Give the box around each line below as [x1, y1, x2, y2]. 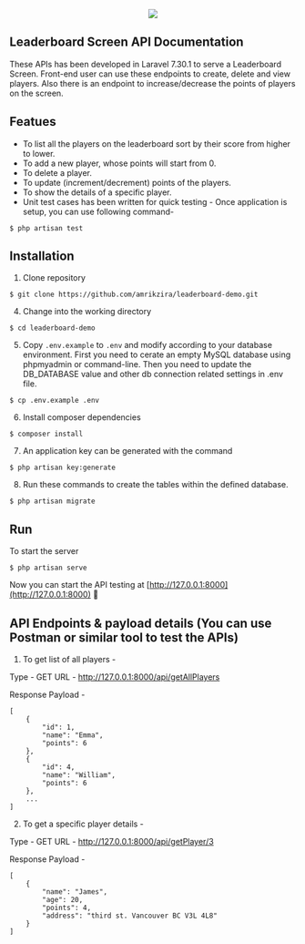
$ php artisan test [9, 223, 84, 232]
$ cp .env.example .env [9, 396, 100, 405]
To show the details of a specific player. [22, 187, 172, 198]
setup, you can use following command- [22, 206, 175, 217]
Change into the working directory [22, 306, 152, 317]
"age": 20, [42, 896, 84, 905]
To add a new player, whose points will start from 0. [22, 158, 217, 169]
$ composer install [9, 429, 84, 439]
